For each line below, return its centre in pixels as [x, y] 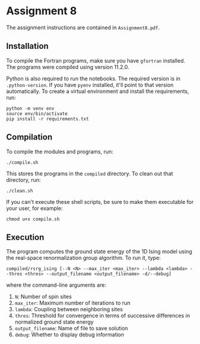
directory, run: [24, 179]
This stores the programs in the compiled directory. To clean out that [90, 173]
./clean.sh [20, 191]
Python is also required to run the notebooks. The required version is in [93, 78]
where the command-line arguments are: [56, 285]
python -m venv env [30, 109]
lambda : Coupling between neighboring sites [69, 309]
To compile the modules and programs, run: [60, 151]
